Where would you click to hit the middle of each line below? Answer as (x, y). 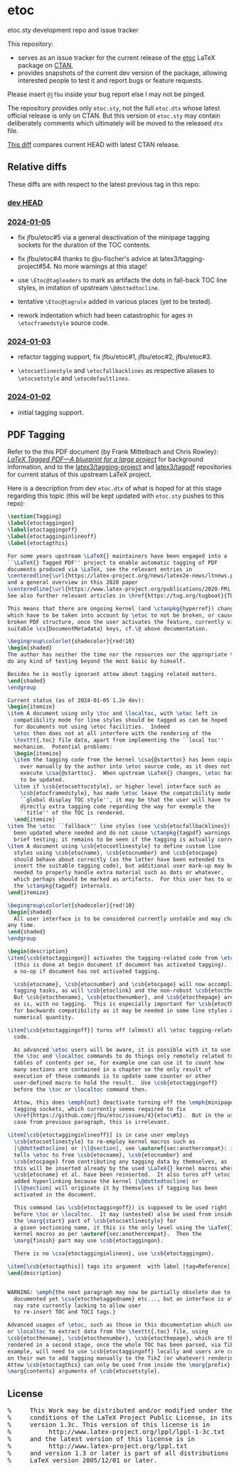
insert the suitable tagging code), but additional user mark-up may (119, 866)
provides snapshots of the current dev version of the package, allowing (122, 73)
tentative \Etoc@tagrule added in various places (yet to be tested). (115, 301)
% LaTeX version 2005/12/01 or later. (83, 1461)
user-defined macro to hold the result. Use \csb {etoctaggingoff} (116, 1082)
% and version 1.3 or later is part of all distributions (118, 1454)
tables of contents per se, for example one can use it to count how (119, 1063)
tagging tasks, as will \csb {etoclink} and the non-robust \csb (111, 991)
